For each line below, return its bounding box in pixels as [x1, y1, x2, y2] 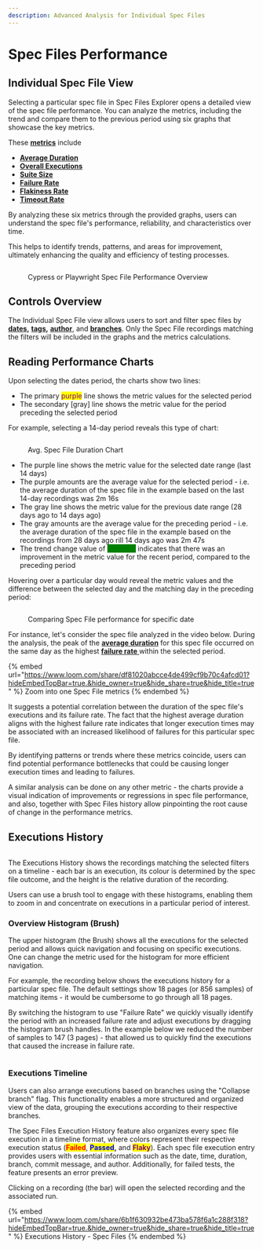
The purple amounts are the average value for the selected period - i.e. [19, 477, 250, 487]
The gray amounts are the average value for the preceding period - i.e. [19, 519, 249, 529]
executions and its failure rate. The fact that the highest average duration [8, 710, 244, 720]
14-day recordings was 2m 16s [19, 494, 119, 504]
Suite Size [19, 170, 53, 179]
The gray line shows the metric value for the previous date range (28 [19, 502, 242, 511]
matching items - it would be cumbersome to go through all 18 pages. [8, 993, 233, 1002]
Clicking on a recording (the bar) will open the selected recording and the [8, 1183, 246, 1192]
